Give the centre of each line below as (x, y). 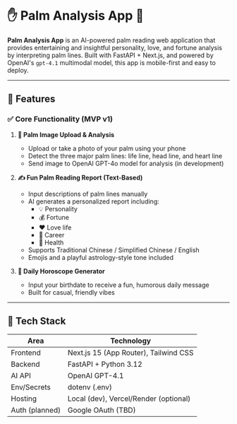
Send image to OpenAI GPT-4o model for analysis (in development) (126, 163)
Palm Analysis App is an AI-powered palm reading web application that (111, 40)
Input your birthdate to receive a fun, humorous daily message (119, 285)
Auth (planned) (36, 411)
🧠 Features (31, 99)
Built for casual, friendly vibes (71, 292)
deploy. (18, 70)
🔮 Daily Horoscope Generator (61, 271)
